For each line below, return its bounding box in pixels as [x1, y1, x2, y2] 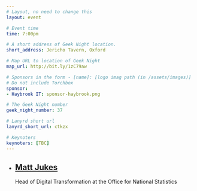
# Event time [6, 25, 39, 31]
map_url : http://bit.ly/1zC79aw [6, 63, 87, 69]
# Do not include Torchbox [6, 80, 74, 86]
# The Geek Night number [6, 102, 68, 108]
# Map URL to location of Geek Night [6, 58, 101, 64]
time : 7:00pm [6, 31, 39, 37]
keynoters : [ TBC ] [6, 140, 50, 146]
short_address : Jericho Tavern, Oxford [6, 47, 106, 53]
